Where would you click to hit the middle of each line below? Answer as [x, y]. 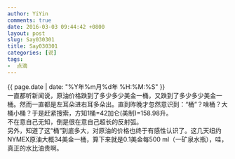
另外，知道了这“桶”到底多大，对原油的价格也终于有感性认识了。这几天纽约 [115, 130]
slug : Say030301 [31, 40]
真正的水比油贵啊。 [35, 148]
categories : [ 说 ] [32, 53]
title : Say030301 [33, 46]
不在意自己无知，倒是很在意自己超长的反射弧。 [75, 122]
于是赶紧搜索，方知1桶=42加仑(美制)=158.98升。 [102, 113]
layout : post [26, 33]
